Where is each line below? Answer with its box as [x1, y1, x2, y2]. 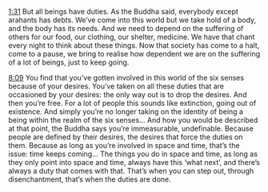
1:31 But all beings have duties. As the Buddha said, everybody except [8, 7, 238, 16]
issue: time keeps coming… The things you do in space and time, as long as [8, 149, 258, 159]
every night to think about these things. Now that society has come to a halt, [8, 41, 260, 50]
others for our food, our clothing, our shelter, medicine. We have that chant [8, 32, 255, 41]
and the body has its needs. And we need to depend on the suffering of [8, 24, 244, 33]
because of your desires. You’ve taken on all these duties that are [8, 81, 224, 91]
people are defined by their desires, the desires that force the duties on [8, 132, 243, 142]
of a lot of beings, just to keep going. [8, 57, 130, 67]
